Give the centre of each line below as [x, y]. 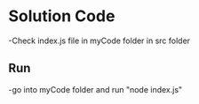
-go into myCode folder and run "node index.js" [96, 89]
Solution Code [62, 16]
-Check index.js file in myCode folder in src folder [99, 41]
